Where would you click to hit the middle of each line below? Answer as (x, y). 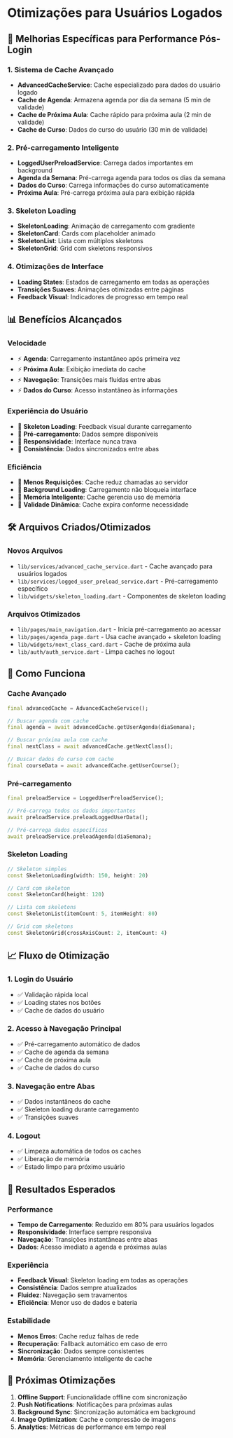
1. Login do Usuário (40, 979)
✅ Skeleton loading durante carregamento (78, 1109)
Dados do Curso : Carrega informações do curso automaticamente (113, 185)
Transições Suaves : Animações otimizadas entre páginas (100, 289)
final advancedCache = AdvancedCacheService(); (78, 708)
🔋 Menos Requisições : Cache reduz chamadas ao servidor (103, 482)
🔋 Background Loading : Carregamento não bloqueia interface (107, 490)
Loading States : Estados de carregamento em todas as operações (113, 282)
